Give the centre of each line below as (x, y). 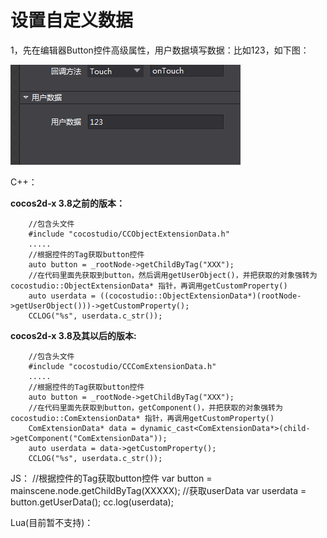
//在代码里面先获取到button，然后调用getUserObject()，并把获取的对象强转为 (173, 275)
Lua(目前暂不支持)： (52, 522)
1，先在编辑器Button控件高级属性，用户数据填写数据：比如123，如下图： (160, 50)
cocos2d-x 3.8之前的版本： (67, 203)
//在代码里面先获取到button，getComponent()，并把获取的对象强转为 (155, 407)
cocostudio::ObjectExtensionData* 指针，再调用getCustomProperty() (149, 286)
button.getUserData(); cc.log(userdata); (92, 502)
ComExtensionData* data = (82, 428)
